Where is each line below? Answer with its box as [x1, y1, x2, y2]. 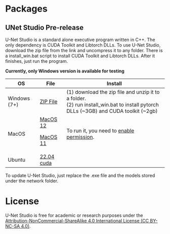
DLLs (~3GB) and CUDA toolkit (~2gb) [66, 107, 158, 114]
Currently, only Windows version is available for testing [5, 68, 125, 74]
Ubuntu [8, 157, 26, 163]
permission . [66, 134, 95, 140]
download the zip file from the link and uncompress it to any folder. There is [5, 48, 163, 53]
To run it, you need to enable [66, 127, 135, 134]
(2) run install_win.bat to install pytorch [66, 101, 159, 108]
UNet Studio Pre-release [5, 23, 84, 32]
